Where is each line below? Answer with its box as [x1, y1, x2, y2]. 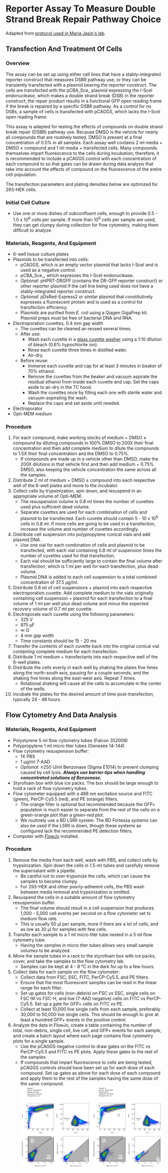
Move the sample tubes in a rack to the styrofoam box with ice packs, [12, 953, 156, 959]
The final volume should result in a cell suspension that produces [20, 905, 154, 911]
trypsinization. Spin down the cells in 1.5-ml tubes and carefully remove [12, 862, 160, 868]
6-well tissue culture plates [12, 251, 69, 257]
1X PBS [20, 753, 35, 759]
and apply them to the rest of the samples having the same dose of [20, 1075, 159, 1081]
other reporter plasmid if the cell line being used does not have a [20, 283, 154, 289]
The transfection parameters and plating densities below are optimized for [5, 181, 158, 187]
